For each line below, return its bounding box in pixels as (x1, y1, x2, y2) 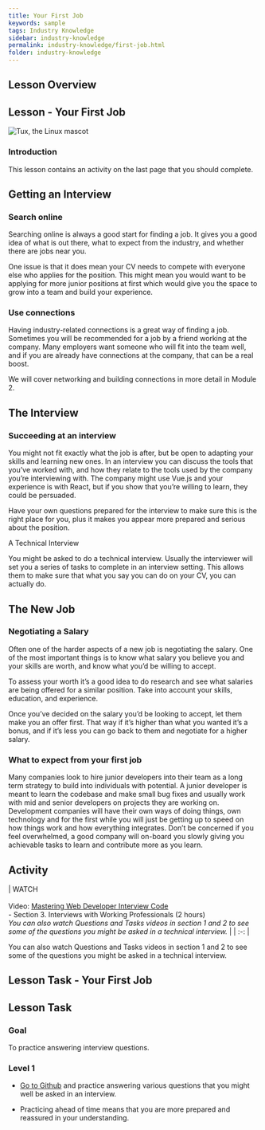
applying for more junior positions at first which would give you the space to (8, 279, 258, 288)
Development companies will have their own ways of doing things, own (8, 806, 241, 816)
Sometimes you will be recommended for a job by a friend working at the (8, 334, 247, 343)
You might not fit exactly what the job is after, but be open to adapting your (8, 448, 254, 458)
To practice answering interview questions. (8, 1043, 150, 1053)
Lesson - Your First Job (8, 105, 126, 119)
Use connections (8, 308, 76, 319)
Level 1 (8, 1062, 36, 1073)
